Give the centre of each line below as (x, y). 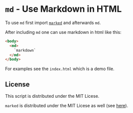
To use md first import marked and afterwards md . (53, 23)
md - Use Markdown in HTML (63, 9)
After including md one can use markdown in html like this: (63, 32)
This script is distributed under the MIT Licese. (52, 96)
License (17, 84)
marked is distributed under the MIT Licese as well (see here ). (67, 106)
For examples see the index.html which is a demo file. (60, 69)
